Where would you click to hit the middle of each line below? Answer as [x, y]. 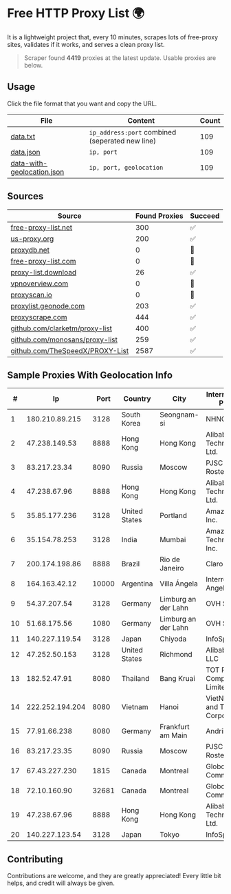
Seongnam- [179, 415]
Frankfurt [175, 727]
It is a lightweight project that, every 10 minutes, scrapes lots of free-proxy [113, 37]
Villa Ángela [178, 584]
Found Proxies [159, 216]
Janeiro [172, 568]
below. [33, 65]
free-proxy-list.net [42, 227]
